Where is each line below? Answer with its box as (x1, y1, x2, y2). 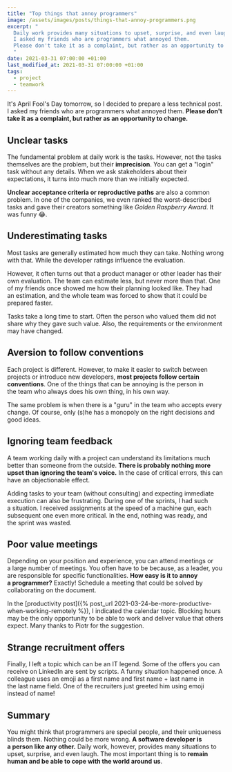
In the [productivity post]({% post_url (7, 599, 113, 608)
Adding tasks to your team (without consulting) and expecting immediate (7, 489, 214, 498)
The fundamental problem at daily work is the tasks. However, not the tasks (7, 153, 222, 161)
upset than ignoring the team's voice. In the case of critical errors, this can (7, 468, 223, 477)
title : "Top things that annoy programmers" (7, 10, 137, 17)
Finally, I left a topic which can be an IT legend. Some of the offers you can (7, 660, 220, 668)
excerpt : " (7, 23, 39, 30)
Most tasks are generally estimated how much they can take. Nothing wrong (7, 248, 224, 256)
